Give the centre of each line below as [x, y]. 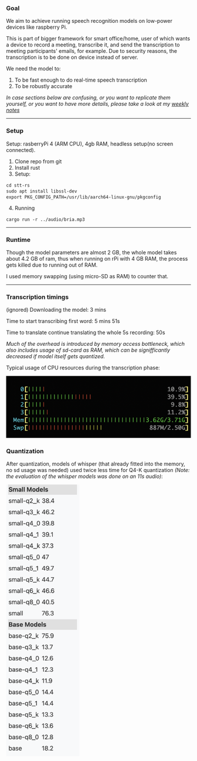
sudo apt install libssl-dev [42, 191]
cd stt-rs [18, 185]
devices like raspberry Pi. [37, 27]
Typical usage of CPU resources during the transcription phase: [83, 368]
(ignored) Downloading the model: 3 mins [56, 310]
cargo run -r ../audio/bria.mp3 [45, 219]
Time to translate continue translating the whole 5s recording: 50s [86, 332]
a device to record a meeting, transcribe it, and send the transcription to [93, 45]
